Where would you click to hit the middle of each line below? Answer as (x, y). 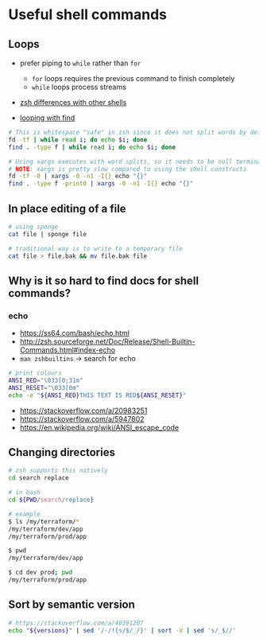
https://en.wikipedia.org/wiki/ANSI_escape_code (99, 427)
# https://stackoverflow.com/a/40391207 (76, 623)
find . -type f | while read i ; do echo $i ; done (92, 147)
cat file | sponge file (48, 234)
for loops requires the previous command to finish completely (133, 78)
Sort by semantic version (72, 605)
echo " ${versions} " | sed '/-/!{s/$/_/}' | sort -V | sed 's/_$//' (122, 630)
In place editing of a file (67, 208)
